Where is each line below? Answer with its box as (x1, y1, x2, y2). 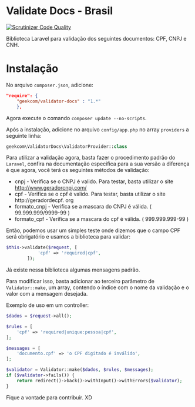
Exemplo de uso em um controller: (6, 302, 89, 309)
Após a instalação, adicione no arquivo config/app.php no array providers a (6, 125, 189, 133)
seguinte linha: (6, 132, 42, 139)
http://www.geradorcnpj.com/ (14, 184, 87, 191)
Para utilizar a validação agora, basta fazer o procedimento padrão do (6, 154, 176, 161)
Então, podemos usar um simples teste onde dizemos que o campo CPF (6, 227, 181, 234)
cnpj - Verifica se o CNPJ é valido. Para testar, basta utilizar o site (14, 178, 174, 185)
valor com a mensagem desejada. (6, 290, 88, 297)
